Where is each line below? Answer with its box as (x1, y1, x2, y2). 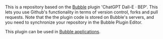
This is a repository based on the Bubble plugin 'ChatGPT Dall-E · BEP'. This (5, 4, 158, 10)
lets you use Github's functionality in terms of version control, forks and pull (5, 9, 158, 15)
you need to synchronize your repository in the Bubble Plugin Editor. (5, 19, 143, 25)
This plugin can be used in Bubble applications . (5, 29, 101, 34)
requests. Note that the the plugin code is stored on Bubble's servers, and (5, 14, 154, 20)
